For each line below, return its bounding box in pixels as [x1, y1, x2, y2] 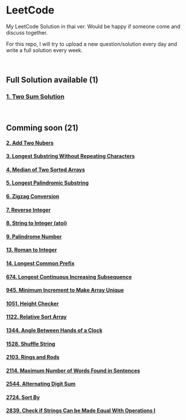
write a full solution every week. [6, 46, 83, 53]
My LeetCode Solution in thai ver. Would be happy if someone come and [6, 23, 181, 30]
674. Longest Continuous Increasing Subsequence [6, 273, 132, 280]
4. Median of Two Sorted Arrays [6, 166, 85, 173]
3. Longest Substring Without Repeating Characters [6, 153, 135, 160]
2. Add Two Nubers [6, 139, 54, 146]
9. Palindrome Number [6, 233, 62, 240]
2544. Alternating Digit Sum [6, 380, 76, 387]
